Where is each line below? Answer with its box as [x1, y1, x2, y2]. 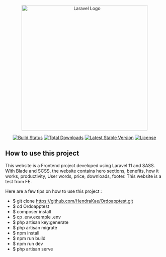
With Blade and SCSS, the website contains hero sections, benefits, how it [5, 168, 159, 174]
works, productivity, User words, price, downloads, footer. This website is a [5, 173, 162, 179]
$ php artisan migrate [12, 224, 57, 230]
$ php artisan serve [12, 246, 53, 252]
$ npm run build [12, 235, 46, 241]
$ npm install [12, 230, 40, 236]
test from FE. [5, 178, 32, 184]
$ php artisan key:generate [12, 219, 69, 225]
